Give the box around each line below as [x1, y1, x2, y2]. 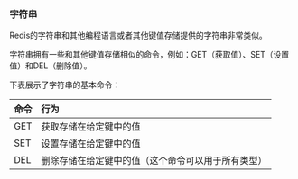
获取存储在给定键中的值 [41, 121, 142, 133]
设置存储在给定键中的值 [41, 138, 142, 150]
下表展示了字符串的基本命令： [9, 79, 120, 91]
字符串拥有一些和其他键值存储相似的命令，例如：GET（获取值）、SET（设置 [9, 49, 290, 60]
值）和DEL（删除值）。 [9, 60, 92, 71]
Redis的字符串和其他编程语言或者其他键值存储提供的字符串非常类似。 [9, 30, 268, 41]
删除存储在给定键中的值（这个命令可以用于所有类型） [41, 155, 268, 167]
